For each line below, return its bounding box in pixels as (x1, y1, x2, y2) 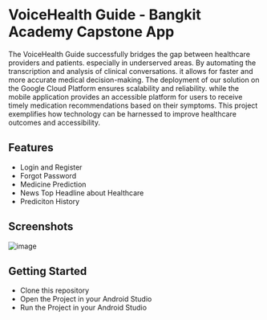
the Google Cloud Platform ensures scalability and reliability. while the (8, 83, 239, 93)
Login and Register (19, 162, 83, 172)
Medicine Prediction (19, 179, 87, 189)
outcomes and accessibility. (8, 117, 100, 127)
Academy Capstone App (8, 23, 175, 41)
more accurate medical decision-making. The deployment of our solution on (8, 75, 260, 84)
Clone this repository (19, 285, 90, 295)
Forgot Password (19, 170, 77, 180)
